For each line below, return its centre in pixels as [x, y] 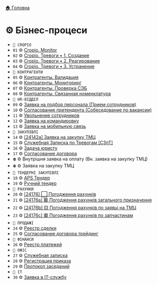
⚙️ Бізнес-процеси [46, 30]
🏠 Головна [17, 8]
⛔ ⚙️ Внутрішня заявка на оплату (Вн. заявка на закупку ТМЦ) [80, 159]
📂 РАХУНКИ [23, 189]
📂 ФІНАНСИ [23, 239]
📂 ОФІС [20, 250]
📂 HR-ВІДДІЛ [25, 99]
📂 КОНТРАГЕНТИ [28, 72]
